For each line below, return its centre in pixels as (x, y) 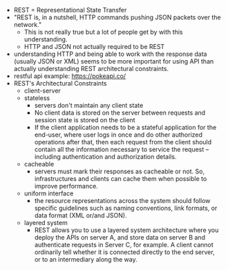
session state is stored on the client (85, 120)
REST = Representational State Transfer (70, 10)
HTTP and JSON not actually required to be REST (94, 47)
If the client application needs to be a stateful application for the (125, 127)
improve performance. (66, 186)
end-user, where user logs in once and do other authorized (118, 135)
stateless (37, 98)
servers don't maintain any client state (89, 105)
